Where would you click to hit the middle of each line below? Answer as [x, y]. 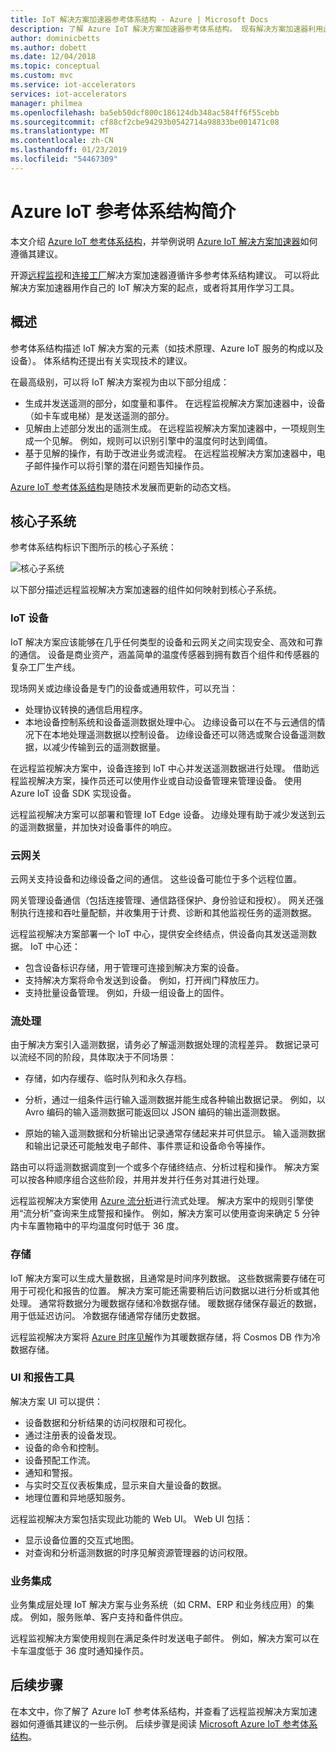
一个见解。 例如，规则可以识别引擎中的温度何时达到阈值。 [153, 440]
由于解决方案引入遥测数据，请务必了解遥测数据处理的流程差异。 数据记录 [160, 1045]
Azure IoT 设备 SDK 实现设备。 [73, 793]
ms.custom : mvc [42, 76]
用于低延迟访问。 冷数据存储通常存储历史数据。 [108, 1315]
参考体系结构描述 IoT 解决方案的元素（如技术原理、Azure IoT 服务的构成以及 [167, 348]
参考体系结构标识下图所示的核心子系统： [93, 547]
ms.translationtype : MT [60, 131]
